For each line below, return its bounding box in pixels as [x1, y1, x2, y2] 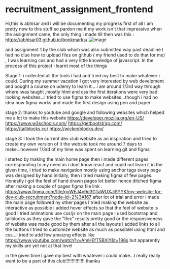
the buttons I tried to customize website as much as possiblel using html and [5, 226, 165, 232]
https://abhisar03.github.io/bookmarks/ [5, 37, 88, 43]
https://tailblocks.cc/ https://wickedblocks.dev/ [5, 126, 104, 132]
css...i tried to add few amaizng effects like [5, 231, 95, 237]
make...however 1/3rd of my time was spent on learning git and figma [5, 146, 150, 152]
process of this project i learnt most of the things [5, 63, 108, 69]
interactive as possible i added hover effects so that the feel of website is [5, 204, 158, 211]
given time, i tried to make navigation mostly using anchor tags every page [5, 167, 161, 173]
